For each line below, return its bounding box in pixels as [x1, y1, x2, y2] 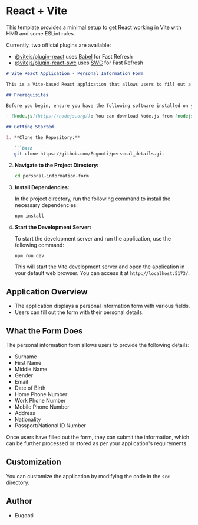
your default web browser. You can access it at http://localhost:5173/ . [14, 270, 190, 277]
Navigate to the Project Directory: [14, 161, 99, 168]
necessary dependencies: [14, 201, 78, 208]
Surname [14, 353, 37, 360]
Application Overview [6, 287, 88, 297]
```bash [14, 145, 33, 151]
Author [6, 496, 32, 506]
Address [14, 410, 35, 417]
